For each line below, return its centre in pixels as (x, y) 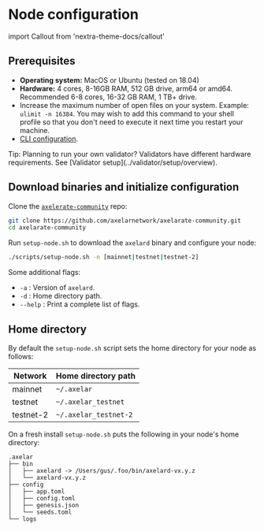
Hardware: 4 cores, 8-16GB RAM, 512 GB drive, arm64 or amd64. (126, 88)
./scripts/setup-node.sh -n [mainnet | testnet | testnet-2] (104, 258)
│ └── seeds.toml (40, 512)
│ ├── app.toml (37, 492)
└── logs (22, 519)
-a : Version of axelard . (57, 288)
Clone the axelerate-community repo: (68, 206)
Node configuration (74, 15)
